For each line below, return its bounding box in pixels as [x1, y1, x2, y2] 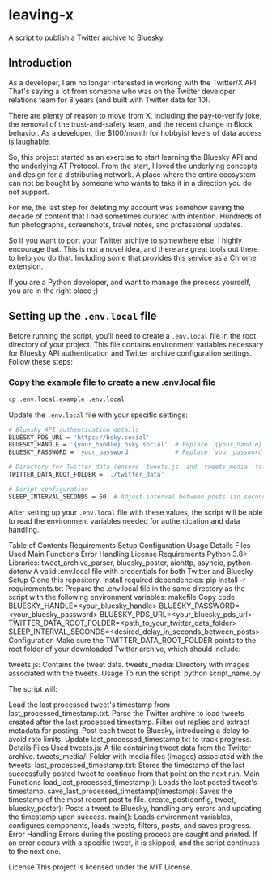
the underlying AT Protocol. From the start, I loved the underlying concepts [8, 161, 257, 170]
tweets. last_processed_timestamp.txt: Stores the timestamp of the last [8, 760, 245, 770]
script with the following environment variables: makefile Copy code [8, 592, 236, 602]
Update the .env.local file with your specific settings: [8, 410, 189, 420]
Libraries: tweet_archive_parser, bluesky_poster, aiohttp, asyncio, [8, 558, 226, 567]
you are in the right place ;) [8, 286, 99, 295]
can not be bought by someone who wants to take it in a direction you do [8, 178, 253, 188]
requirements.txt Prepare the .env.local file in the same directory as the [8, 583, 245, 593]
